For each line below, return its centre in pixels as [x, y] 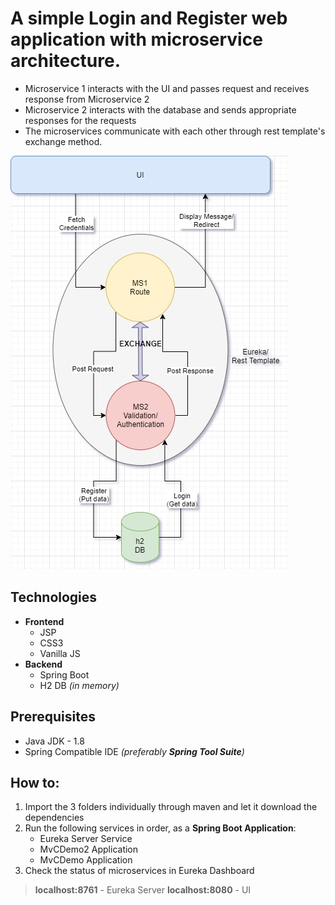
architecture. [66, 61]
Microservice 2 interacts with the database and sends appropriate [160, 109]
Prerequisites [53, 717]
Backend [43, 664]
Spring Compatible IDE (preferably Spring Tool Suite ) [134, 751]
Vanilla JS [60, 653]
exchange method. [63, 141]
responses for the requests [80, 120]
